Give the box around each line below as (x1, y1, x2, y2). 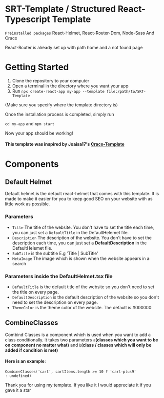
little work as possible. (5, 201, 50, 207)
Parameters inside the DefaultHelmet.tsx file (5, 273, 113, 279)
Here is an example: (5, 358, 46, 364)
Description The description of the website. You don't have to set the (12, 235, 152, 240)
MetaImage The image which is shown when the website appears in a (12, 255, 150, 261)
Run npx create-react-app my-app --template (12, 88, 105, 94)
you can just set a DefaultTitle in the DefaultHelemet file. (12, 229, 129, 235)
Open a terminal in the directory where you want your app (12, 83, 129, 89)
